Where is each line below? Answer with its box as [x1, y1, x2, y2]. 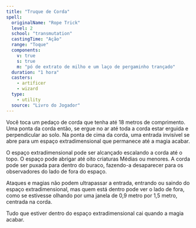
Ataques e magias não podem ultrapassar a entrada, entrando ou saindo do [6, 179, 190, 187]
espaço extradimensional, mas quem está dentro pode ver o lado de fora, [6, 185, 185, 192]
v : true [17, 53, 35, 59]
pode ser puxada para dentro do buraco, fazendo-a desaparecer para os [6, 161, 184, 169]
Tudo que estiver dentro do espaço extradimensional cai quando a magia [6, 210, 184, 217]
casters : [11, 75, 33, 81]
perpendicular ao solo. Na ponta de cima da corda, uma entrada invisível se [6, 131, 190, 138]
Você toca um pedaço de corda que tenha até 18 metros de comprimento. [6, 118, 186, 126]
